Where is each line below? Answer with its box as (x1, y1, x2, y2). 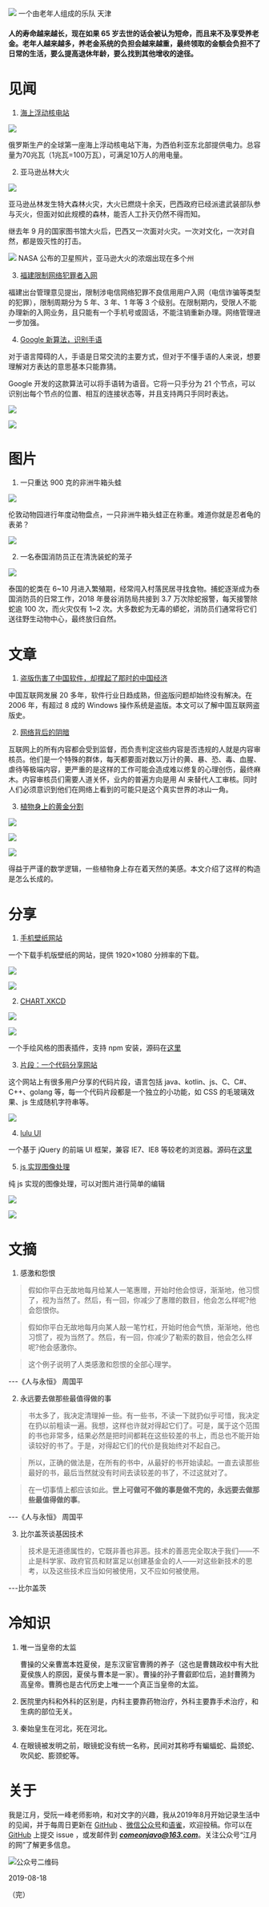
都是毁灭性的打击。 (22, 236, 86, 246)
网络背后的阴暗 (19, 727, 70, 738)
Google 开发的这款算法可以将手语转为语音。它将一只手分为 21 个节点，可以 (8, 378, 256, 388)
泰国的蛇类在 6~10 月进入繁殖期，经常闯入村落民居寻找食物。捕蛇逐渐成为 (8, 584, 254, 594)
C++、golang (8, 1088, 53, 1097)
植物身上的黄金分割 (19, 802, 84, 811)
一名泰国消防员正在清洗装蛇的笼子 (19, 552, 133, 562)
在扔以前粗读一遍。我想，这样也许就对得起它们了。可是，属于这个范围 (27, 1421, 260, 1430)
